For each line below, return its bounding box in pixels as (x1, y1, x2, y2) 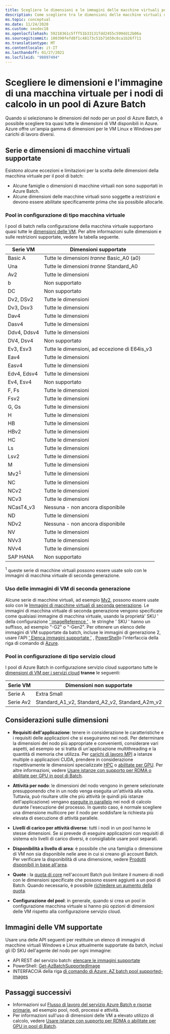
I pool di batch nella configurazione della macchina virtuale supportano (5, 223, 153, 229)
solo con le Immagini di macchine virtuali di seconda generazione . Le (5, 602, 149, 608)
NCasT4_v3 (8, 504, 35, 511)
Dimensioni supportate (70, 246, 126, 253)
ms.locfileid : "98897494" (5, 54, 60, 60)
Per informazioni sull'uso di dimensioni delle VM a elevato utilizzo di (12, 1013, 154, 1019)
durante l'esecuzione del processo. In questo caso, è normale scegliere (12, 804, 162, 810)
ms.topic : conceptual (5, 17, 51, 22)
